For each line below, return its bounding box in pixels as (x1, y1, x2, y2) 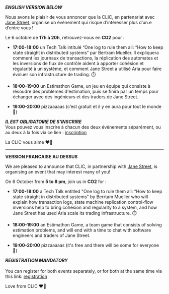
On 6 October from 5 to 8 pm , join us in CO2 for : (5, 179, 107, 185)
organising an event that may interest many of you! (5, 169, 111, 174)
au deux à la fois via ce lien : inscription (5, 130, 87, 135)
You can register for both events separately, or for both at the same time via (5, 268, 162, 274)
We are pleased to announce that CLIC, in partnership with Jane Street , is (5, 163, 157, 169)
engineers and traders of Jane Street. (12, 232, 91, 239)
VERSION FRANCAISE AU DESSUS (5, 154, 78, 159)
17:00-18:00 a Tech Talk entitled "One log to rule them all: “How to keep (12, 189, 162, 194)
